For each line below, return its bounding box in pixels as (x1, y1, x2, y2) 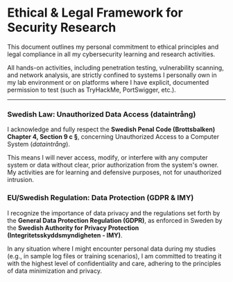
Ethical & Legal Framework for (7, 5, 184, 21)
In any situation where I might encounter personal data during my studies (7, 244, 216, 253)
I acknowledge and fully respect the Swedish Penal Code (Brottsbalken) (7, 125, 216, 133)
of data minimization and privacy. (7, 266, 103, 275)
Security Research (7, 19, 116, 35)
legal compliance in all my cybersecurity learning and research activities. (7, 50, 216, 58)
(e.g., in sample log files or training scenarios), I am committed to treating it (7, 251, 222, 260)
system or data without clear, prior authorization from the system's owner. (7, 161, 219, 169)
